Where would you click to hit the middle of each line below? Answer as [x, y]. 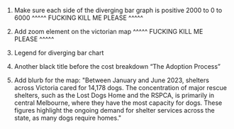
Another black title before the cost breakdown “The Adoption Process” [117, 66]
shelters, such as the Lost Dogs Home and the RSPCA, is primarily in [114, 95]
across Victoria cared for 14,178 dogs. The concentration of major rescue [120, 88]
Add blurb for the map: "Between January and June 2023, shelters [111, 80]
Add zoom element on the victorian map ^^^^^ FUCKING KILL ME [108, 32]
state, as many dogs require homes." [68, 118]
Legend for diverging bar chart [59, 53]
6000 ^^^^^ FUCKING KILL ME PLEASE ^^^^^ [79, 18]
